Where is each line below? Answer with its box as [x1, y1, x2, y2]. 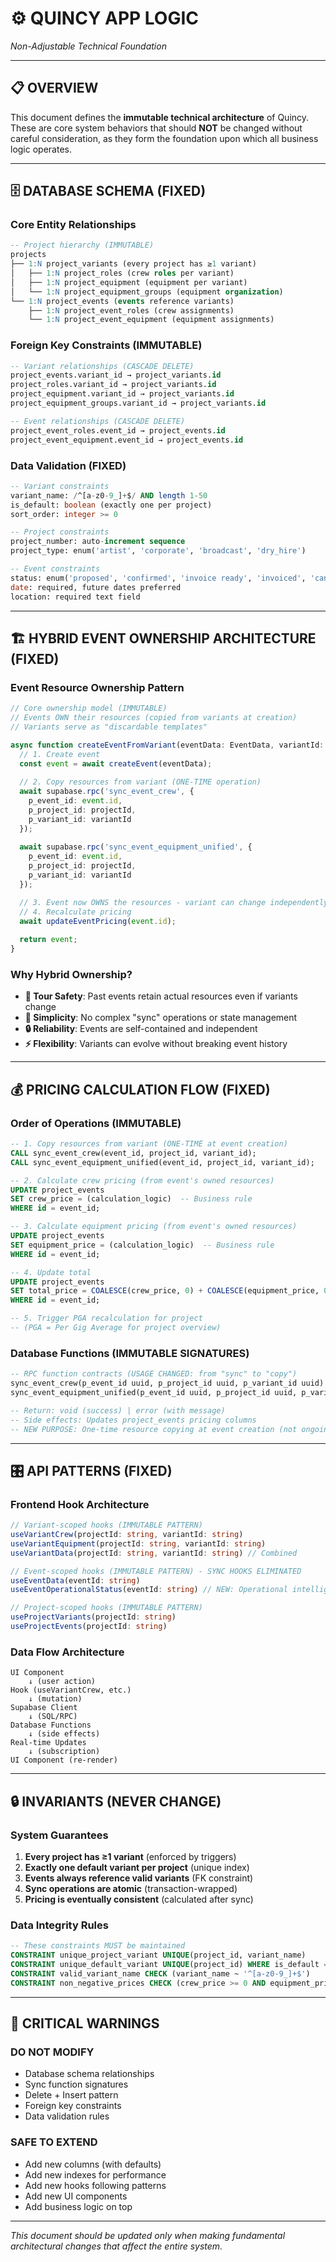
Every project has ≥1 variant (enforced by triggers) [24, 1850, 237, 1862]
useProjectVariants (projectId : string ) [10, 1612, 177, 1622]
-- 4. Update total [10, 1267, 92, 1277]
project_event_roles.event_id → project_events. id [10, 425, 226, 436]
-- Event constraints [10, 564, 101, 574]
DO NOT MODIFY [10, 2045, 95, 2059]
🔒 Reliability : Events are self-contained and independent [24, 1023, 258, 1035]
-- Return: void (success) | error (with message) [10, 1405, 226, 1416]
